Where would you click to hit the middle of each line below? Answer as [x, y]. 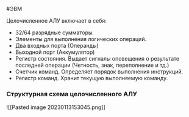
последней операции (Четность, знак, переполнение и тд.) [92, 65]
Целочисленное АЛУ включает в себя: [56, 21]
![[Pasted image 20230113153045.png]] [56, 107]
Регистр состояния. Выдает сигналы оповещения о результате [97, 58]
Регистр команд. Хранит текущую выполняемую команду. [91, 78]
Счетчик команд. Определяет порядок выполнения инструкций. [99, 72]
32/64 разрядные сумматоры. [55, 32]
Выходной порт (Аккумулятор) [55, 52]
